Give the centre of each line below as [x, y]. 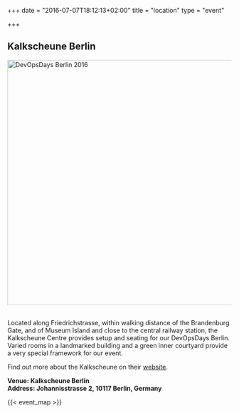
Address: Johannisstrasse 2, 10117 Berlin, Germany [85, 388]
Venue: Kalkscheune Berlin [48, 380]
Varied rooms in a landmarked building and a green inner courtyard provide [118, 345]
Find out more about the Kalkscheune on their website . [88, 367]
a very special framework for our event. [65, 353]
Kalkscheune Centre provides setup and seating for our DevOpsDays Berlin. [118, 337]
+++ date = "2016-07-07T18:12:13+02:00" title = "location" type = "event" [116, 10]
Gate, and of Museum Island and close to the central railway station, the [113, 330]
